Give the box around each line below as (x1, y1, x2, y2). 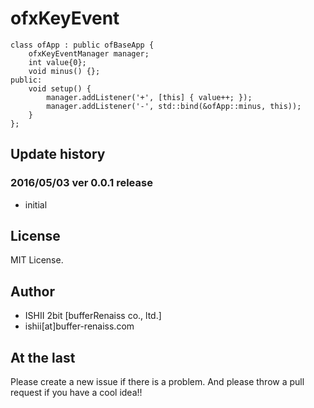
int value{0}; (28, 57, 87, 67)
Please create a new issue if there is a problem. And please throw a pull (10, 376, 305, 388)
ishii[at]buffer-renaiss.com (24, 320, 135, 332)
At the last (10, 349, 76, 366)
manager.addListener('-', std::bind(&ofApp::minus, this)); (46, 101, 302, 111)
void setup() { (28, 83, 92, 94)
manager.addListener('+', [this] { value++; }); (46, 92, 253, 102)
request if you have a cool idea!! (10, 387, 143, 399)
